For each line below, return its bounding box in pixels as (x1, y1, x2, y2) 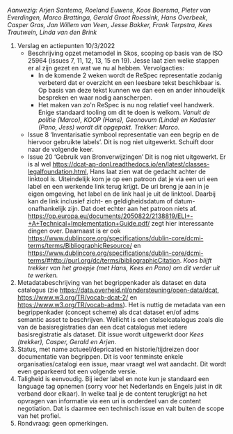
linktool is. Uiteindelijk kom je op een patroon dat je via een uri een (27, 175, 218, 183)
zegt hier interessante (151, 219, 214, 227)
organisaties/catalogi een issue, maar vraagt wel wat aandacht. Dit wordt (17, 360, 227, 368)
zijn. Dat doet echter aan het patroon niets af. (67, 205, 198, 212)
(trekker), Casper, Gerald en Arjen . (17, 338, 117, 346)
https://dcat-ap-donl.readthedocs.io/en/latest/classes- (52, 160, 210, 168)
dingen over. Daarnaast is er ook (27, 226, 121, 235)
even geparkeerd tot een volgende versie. (17, 367, 138, 375)
